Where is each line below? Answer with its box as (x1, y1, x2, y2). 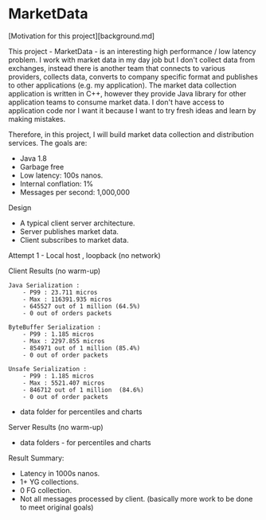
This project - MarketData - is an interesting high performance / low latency (8, 46, 256, 56)
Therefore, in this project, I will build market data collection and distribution (8, 129, 255, 139)
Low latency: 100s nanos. (19, 170, 104, 180)
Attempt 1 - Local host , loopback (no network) (8, 250, 161, 260)
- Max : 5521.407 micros (22, 379, 105, 387)
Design (8, 202, 32, 212)
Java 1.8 (19, 153, 48, 163)
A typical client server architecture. (19, 218, 135, 228)
